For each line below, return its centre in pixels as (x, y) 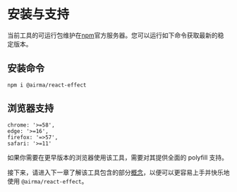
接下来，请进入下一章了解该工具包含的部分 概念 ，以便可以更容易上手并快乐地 (119, 172)
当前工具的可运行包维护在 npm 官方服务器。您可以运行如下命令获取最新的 (113, 35)
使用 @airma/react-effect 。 (48, 181)
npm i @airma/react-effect (47, 85)
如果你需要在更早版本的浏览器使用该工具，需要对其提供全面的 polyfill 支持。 (117, 157)
